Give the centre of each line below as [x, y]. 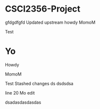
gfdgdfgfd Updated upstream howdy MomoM [50, 22]
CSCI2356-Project [43, 9]
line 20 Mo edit [20, 93]
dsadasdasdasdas [23, 102]
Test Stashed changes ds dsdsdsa [39, 83]
